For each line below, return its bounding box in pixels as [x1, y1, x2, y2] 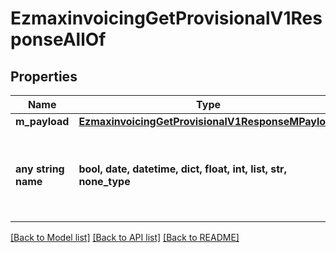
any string [15, 162, 65, 176]
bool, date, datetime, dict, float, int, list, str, [78, 162, 287, 176]
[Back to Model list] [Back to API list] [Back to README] [10, 232, 240, 243]
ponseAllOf [10, 28, 107, 51]
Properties [10, 68, 78, 85]
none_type [78, 175, 131, 188]
